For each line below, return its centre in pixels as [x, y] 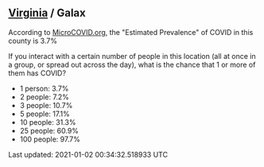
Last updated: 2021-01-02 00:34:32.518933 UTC [88, 154]
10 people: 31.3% [48, 122]
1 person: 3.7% [44, 88]
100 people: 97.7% [50, 139]
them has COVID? [37, 73]
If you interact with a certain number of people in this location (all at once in [132, 56]
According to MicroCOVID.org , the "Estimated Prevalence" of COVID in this [131, 32]
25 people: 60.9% [49, 130]
